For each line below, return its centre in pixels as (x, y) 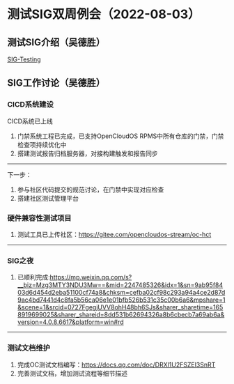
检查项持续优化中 (42, 144)
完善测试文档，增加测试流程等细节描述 (72, 373)
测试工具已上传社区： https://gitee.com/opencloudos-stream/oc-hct (114, 234)
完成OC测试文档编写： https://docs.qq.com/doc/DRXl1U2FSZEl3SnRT (116, 364)
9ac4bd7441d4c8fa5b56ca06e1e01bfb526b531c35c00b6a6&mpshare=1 (121, 300)
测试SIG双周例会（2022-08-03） (104, 14)
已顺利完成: (33, 277)
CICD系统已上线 (30, 121)
